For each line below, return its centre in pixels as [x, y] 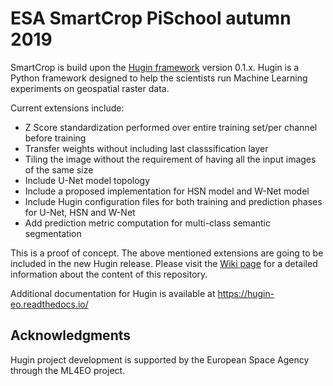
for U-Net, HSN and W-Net [80, 212]
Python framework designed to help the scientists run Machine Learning [159, 78]
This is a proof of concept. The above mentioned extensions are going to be [167, 253]
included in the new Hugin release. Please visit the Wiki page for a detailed [164, 263]
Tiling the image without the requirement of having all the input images [170, 159]
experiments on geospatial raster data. [90, 88]
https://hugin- [246, 293]
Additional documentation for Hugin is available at [113, 293]
